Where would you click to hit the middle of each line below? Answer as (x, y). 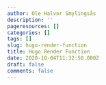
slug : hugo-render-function (47, 45)
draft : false (26, 64)
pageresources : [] (33, 26)
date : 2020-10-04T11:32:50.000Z (53, 58)
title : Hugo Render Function (49, 52)
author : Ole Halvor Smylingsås (52, 13)
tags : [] (19, 39)
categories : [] (29, 33)
